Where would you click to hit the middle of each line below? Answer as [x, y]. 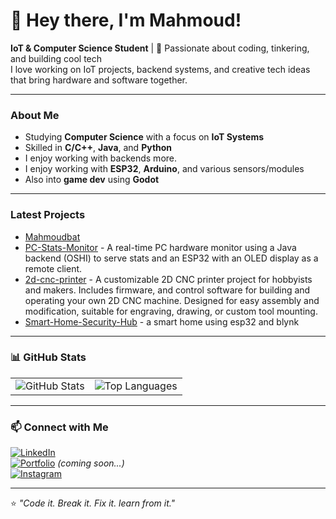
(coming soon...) [91, 463]
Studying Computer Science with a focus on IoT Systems [144, 137]
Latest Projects [48, 215]
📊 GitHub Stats [48, 357]
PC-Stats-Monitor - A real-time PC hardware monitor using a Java [160, 247]
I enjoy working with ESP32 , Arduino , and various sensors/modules [164, 169]
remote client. [53, 268]
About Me [35, 115]
